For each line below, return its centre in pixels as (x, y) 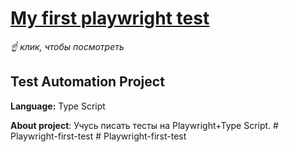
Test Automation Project (87, 82)
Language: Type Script (58, 106)
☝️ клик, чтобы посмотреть (67, 46)
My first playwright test (110, 18)
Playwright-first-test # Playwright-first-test (98, 136)
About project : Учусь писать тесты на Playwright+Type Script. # (144, 125)
